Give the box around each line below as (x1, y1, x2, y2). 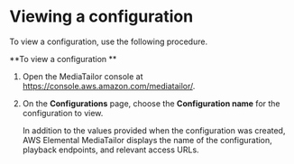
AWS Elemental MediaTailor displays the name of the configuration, (22, 134, 272, 145)
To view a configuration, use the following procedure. (9, 36, 208, 47)
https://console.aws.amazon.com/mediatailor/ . (22, 80, 196, 91)
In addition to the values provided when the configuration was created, (22, 124, 286, 136)
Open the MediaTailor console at (22, 70, 143, 82)
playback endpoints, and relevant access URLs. (22, 144, 200, 155)
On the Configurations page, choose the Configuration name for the (22, 97, 281, 109)
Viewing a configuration (9, 6, 194, 27)
